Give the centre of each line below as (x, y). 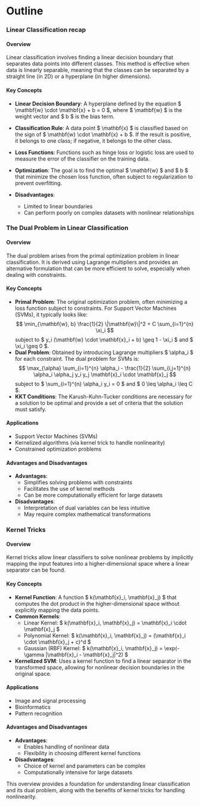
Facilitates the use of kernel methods (69, 489)
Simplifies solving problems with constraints (78, 482)
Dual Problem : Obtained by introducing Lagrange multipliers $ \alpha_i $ (104, 352)
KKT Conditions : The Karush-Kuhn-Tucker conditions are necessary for (103, 396)
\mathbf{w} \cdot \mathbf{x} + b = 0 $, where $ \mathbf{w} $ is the (99, 110)
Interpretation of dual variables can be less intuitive (87, 508)
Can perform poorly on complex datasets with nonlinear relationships (109, 212)
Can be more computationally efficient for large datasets (93, 495)
